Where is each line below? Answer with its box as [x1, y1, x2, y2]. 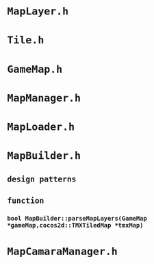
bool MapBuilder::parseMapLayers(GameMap [7, 214, 147, 222]
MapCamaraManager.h [7, 245, 118, 258]
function [7, 195, 44, 206]
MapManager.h [7, 91, 81, 104]
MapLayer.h [7, 5, 69, 18]
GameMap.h [7, 63, 63, 76]
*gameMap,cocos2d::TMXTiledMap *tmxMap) [7, 221, 144, 229]
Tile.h [7, 34, 44, 47]
